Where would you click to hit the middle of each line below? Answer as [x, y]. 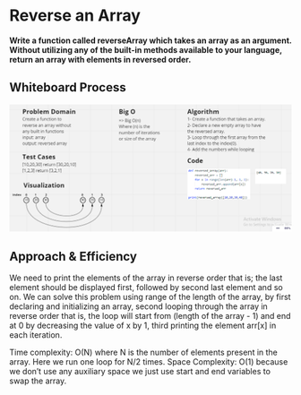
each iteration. [36, 335]
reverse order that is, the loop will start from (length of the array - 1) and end [150, 316]
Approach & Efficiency [73, 257]
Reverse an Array [75, 16]
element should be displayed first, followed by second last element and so [146, 288]
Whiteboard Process [68, 87]
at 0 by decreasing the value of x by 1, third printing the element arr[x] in [143, 326]
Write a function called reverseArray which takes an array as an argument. [151, 40]
